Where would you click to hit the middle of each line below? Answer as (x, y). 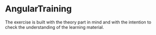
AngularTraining (38, 9)
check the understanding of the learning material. (55, 27)
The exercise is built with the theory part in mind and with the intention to (78, 22)
